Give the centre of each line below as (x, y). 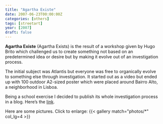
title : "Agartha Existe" (30, 10)
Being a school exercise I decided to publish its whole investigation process (81, 97)
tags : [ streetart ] (24, 23)
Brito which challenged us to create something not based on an (69, 51)
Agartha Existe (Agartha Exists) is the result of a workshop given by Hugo (80, 46)
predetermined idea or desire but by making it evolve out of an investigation (82, 57)
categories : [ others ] (27, 19)
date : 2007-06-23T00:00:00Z (34, 14)
